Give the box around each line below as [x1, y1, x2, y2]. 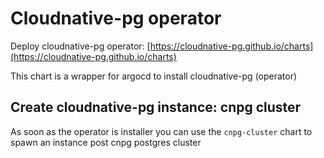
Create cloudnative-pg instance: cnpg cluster [10, 99, 302, 116]
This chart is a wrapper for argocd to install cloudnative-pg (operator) [10, 70, 298, 82]
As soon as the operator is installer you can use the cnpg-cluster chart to [10, 125, 313, 137]
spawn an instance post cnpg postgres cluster [10, 136, 202, 148]
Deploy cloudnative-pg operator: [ [10, 40, 151, 52]
